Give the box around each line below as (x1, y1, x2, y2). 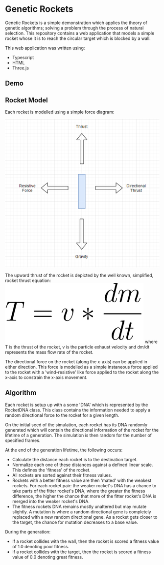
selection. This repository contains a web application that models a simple (5, 30, 155, 36)
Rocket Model (5, 96, 48, 104)
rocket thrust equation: (5, 277, 51, 283)
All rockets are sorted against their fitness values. (12, 472, 113, 478)
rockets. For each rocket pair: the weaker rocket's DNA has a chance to (12, 482, 157, 488)
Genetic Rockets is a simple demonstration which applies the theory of (5, 20, 148, 26)
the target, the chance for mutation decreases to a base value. (12, 519, 139, 525)
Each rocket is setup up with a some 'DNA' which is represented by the (5, 402, 148, 408)
